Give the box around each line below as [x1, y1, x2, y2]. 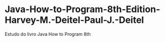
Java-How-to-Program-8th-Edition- [5, 4, 160, 15]
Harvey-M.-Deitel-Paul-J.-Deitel [5, 14, 144, 26]
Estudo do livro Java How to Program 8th [5, 31, 91, 37]
